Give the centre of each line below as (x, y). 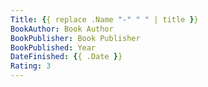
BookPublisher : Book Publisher (75, 38)
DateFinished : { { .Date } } (66, 57)
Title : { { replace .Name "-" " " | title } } (104, 19)
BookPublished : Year (53, 47)
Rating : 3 (31, 66)
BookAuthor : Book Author (62, 29)
